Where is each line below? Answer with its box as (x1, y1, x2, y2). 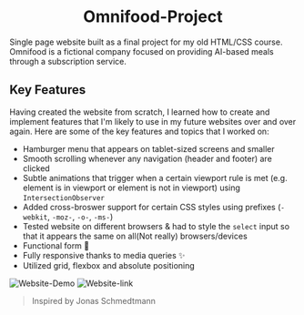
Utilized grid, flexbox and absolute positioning (22, 259, 196, 270)
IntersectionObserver (22, 193, 105, 202)
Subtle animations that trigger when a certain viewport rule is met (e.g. (22, 172, 289, 183)
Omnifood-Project (83, 6, 223, 27)
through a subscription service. (9, 56, 127, 66)
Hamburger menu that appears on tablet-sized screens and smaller (22, 143, 275, 154)
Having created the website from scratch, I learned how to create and (9, 107, 270, 117)
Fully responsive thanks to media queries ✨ (22, 249, 186, 260)
